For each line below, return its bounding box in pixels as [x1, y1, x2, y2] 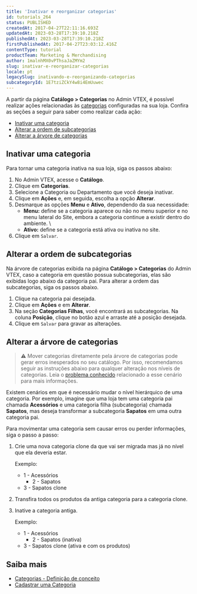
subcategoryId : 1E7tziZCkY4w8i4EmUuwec [6, 80, 104, 86]
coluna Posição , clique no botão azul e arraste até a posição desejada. [14, 314, 187, 321]
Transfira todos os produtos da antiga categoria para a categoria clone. [14, 496, 188, 503]
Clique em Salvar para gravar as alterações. [14, 320, 122, 327]
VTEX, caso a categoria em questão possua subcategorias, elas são [6, 271, 171, 278]
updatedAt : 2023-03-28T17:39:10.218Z [6, 31, 99, 36]
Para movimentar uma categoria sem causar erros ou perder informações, [6, 425, 186, 432]
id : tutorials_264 [6, 14, 51, 20]
